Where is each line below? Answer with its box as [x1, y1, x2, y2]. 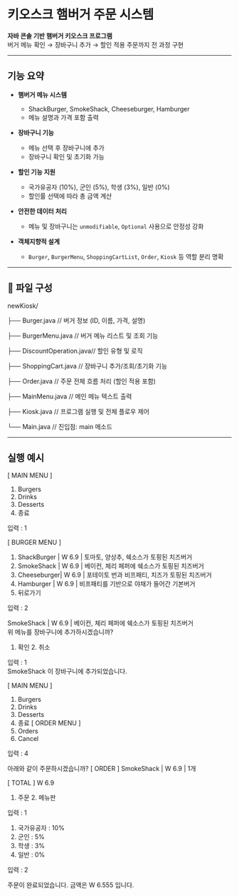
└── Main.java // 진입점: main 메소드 [7, 422, 112, 431]
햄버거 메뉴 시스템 [17, 90, 68, 99]
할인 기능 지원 [17, 167, 55, 176]
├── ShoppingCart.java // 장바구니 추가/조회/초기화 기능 [7, 361, 168, 370]
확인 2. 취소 [17, 643, 51, 652]
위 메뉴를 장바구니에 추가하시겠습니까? [7, 628, 114, 636]
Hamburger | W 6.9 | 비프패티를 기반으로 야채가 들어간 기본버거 [17, 580, 196, 588]
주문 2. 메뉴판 [17, 793, 56, 802]
